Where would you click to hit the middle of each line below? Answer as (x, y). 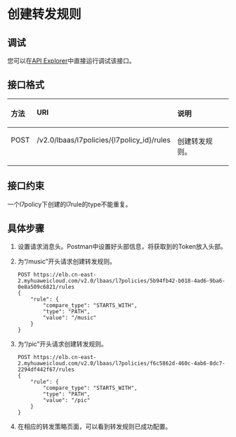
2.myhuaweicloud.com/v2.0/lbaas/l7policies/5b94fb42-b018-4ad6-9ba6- (122, 281)
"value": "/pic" (67, 400)
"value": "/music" (70, 318)
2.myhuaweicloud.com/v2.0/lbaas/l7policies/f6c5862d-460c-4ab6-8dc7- (122, 364)
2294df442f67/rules (46, 370)
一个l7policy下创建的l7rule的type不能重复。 (70, 204)
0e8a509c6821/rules (46, 287)
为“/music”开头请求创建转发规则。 (66, 261)
